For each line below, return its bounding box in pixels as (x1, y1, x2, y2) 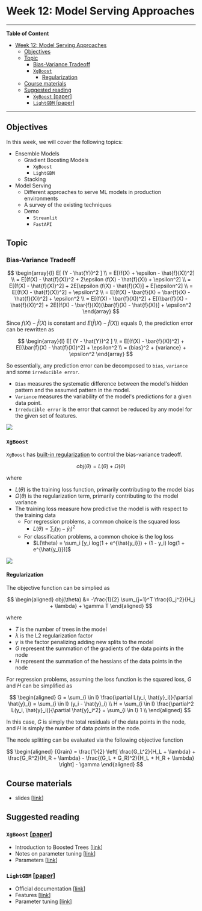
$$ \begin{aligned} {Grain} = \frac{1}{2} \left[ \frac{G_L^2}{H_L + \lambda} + (6, 748, 196, 756)
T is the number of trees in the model (14, 625, 107, 633)
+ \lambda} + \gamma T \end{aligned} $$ (49, 603, 153, 610)
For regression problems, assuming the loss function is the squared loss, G (6, 676, 192, 683)
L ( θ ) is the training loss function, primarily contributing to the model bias (14, 486, 194, 493)
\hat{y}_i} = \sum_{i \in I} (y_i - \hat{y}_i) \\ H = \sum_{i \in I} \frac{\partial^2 (8, 700, 194, 707)
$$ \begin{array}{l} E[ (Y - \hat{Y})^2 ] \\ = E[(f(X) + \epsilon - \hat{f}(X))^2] (7, 269, 195, 277)
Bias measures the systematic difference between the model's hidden (14, 380, 189, 387)
